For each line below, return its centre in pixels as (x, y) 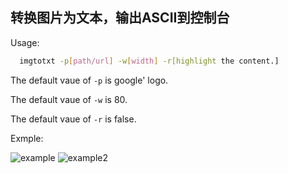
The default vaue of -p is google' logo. (89, 80)
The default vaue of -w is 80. (69, 99)
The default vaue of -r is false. (73, 119)
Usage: (25, 42)
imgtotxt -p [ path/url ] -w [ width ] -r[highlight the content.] (149, 61)
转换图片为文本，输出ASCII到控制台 (120, 18)
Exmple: (27, 138)
